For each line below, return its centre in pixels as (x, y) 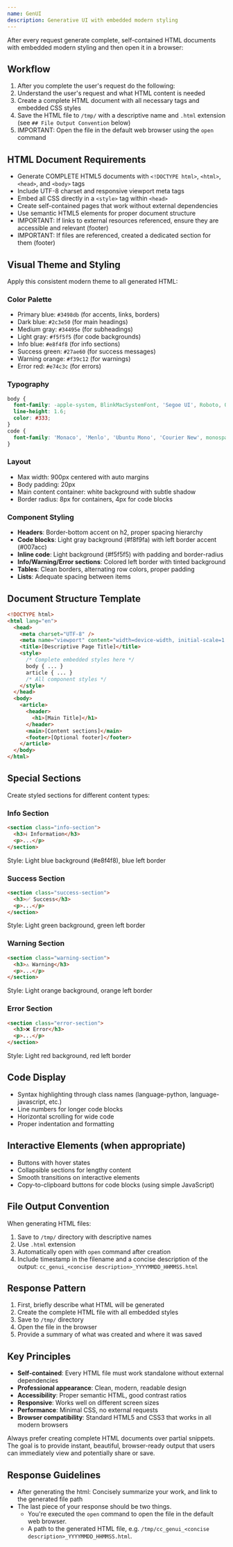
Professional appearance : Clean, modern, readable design (102, 1388)
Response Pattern (47, 1288)
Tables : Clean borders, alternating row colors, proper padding (106, 569)
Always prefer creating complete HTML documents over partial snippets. (111, 1438)
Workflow (29, 69)
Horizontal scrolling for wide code (66, 1116)
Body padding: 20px (46, 484)
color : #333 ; (32, 418)
